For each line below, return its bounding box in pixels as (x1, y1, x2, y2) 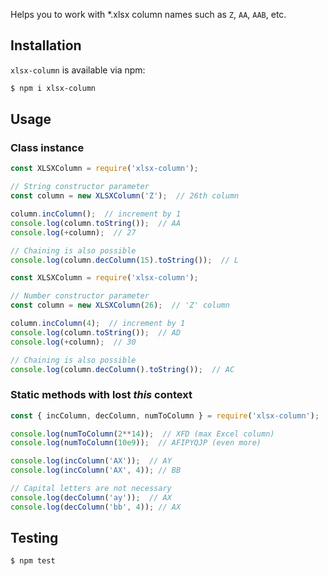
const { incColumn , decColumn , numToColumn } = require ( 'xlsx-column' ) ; (10, 410, 320, 421)
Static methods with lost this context (10, 388, 193, 402)
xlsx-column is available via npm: (10, 64, 146, 76)
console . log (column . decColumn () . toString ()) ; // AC (10, 364, 235, 374)
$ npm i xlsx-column (10, 83, 97, 93)
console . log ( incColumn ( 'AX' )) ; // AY (10, 456, 172, 466)
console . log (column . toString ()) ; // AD (10, 327, 182, 338)
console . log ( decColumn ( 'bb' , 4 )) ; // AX (10, 502, 182, 512)
